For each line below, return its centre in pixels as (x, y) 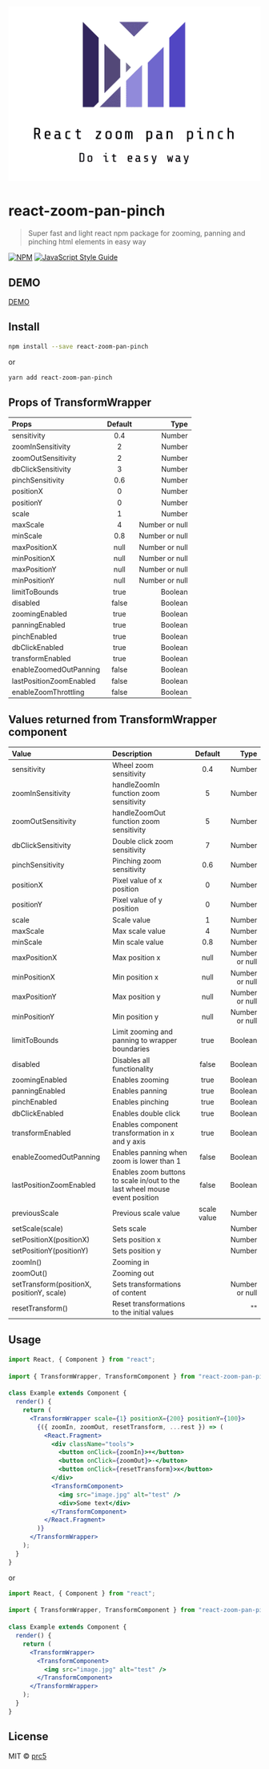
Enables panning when (149, 1153)
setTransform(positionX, (52, 1284)
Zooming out (133, 1273)
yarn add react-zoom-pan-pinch (60, 378)
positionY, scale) (39, 1293)
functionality (132, 1068)
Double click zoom (143, 841)
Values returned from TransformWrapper (113, 719)
